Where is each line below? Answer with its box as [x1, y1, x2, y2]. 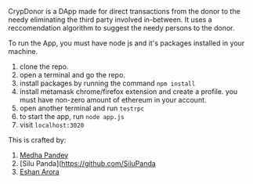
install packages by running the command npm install [19, 78, 196, 88]
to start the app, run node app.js [19, 112, 125, 121]
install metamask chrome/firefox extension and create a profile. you [19, 87, 238, 96]
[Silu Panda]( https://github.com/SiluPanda [19, 159, 157, 168]
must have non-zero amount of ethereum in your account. [19, 96, 207, 104]
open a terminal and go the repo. [19, 70, 125, 79]
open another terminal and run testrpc [19, 103, 145, 113]
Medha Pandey [19, 150, 69, 160]
